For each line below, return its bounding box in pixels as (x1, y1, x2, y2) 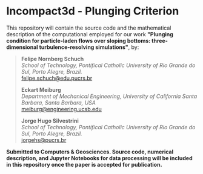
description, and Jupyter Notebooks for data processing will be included (6, 154, 193, 161)
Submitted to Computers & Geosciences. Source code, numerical (6, 148, 174, 155)
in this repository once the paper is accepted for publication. (6, 161, 162, 168)
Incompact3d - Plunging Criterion (6, 4, 179, 18)
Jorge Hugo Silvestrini (21, 117, 79, 124)
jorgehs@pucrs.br (21, 136, 67, 143)
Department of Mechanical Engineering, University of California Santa (21, 92, 198, 100)
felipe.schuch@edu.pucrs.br (21, 74, 93, 82)
